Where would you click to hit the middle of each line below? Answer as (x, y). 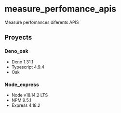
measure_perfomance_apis (60, 9)
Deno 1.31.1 (22, 62)
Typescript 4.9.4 (28, 67)
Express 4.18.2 (26, 105)
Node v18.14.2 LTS (30, 95)
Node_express (22, 85)
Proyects (18, 37)
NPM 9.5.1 (21, 100)
